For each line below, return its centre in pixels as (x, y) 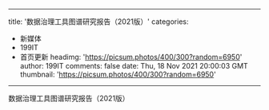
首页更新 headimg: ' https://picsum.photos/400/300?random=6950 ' (131, 57)
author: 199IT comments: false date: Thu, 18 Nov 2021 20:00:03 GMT (134, 66)
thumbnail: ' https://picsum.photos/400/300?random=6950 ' (118, 74)
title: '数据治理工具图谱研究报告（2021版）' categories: (98, 22)
